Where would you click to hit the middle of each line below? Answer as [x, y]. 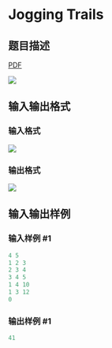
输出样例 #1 [30, 321]
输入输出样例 [39, 214]
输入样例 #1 [30, 238]
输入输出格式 [39, 107]
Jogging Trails [56, 15]
